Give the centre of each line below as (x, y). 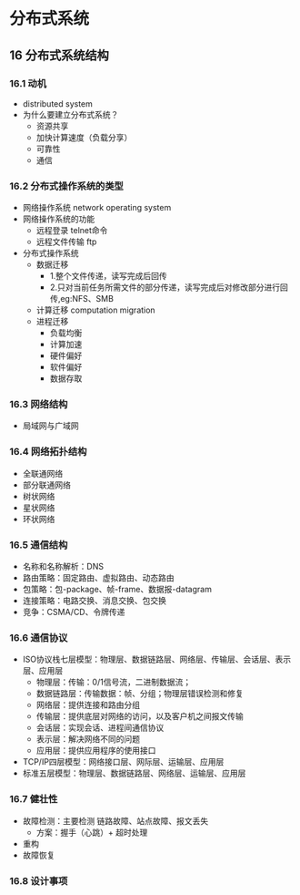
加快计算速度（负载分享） (84, 137)
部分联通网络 (46, 485)
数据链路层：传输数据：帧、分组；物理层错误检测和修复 (140, 694)
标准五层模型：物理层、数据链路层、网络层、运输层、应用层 (134, 773)
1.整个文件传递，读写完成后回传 (109, 276)
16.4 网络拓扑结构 (48, 452)
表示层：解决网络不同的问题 (88, 739)
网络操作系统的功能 (59, 219)
